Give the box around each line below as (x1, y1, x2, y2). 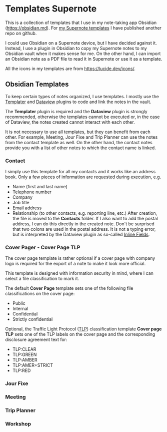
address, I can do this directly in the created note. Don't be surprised (12, 221, 155, 227)
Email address (12, 205, 42, 211)
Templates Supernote (5, 3, 97, 15)
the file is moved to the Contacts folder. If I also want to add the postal (12, 216, 158, 222)
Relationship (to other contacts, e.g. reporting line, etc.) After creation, (12, 210, 157, 216)
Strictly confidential (12, 316, 53, 322)
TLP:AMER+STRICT (12, 362, 53, 368)
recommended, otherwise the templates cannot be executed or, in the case (5, 114, 160, 120)
